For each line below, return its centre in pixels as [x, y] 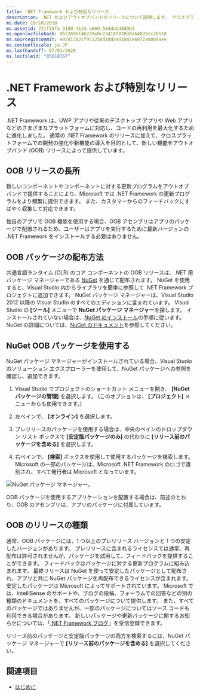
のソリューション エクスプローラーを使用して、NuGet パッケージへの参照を [99, 369]
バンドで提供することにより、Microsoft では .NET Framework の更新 [90, 194]
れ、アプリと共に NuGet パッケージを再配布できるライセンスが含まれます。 [99, 578]
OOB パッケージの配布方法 [55, 257]
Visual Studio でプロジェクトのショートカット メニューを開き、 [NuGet [102, 389]
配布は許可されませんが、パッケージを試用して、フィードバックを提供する [97, 555]
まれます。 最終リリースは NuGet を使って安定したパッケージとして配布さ [97, 570]
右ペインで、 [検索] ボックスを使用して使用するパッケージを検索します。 [104, 457]
